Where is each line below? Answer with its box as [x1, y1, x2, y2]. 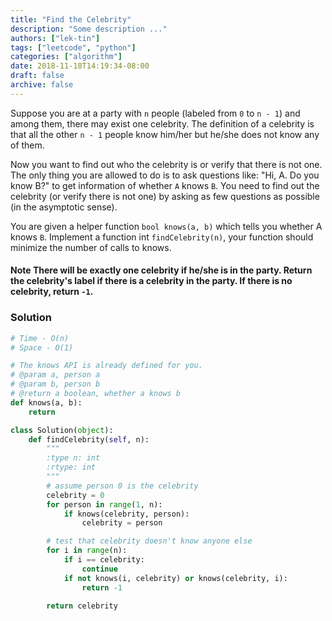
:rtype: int [46, 462, 97, 473]
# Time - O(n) [10, 333, 70, 343]
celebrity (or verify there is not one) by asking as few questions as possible [10, 190, 320, 202]
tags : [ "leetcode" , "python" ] [10, 42, 137, 53]
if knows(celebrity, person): [63, 509, 190, 519]
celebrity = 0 [46, 490, 105, 500]
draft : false [10, 71, 65, 81]
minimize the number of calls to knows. [10, 241, 172, 253]
